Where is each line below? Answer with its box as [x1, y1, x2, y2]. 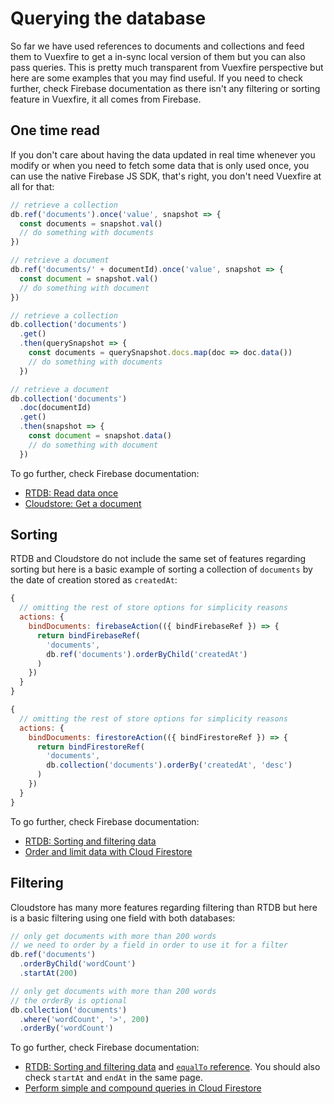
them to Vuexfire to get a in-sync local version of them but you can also [10, 50, 306, 62]
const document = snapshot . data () [28, 431, 172, 441]
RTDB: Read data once [24, 487, 119, 499]
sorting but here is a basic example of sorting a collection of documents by [10, 563, 313, 576]
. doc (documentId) [19, 403, 92, 413]
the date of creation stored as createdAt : [10, 574, 178, 586]
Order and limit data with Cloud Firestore [24, 845, 193, 857]
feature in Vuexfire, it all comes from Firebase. [10, 93, 202, 105]
